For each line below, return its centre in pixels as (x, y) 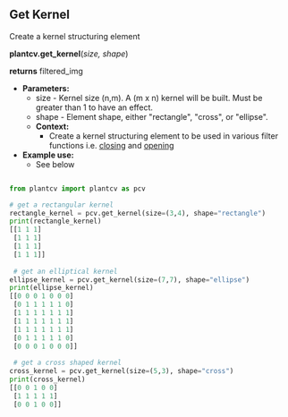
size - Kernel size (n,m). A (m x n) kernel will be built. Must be (149, 98)
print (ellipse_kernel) (51, 288)
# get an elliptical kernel (65, 271)
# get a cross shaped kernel (68, 363)
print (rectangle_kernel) (55, 221)
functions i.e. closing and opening (111, 145)
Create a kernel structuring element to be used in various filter (164, 136)
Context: (52, 126)
